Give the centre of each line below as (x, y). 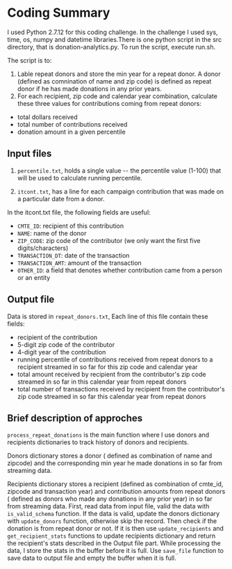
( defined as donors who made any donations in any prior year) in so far (110, 499)
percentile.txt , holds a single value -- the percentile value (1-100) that (119, 170)
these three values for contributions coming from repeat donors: (109, 103)
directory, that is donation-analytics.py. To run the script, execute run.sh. (111, 47)
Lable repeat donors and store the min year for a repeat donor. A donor (119, 74)
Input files (30, 154)
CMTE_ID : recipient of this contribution (71, 226)
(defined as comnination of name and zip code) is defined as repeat (114, 81)
